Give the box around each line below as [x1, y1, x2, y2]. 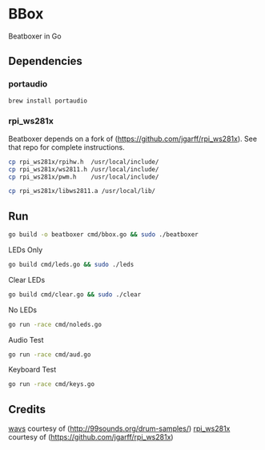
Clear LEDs [8, 275, 46, 284]
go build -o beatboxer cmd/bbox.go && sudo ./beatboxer [8, 231, 199, 239]
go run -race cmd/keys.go [8, 380, 94, 388]
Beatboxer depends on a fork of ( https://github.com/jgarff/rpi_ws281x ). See [8, 134, 258, 143]
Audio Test [8, 335, 44, 344]
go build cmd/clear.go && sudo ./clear [8, 290, 142, 299]
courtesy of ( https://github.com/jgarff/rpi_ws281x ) [8, 432, 174, 442]
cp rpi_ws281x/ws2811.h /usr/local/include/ [8, 165, 159, 173]
